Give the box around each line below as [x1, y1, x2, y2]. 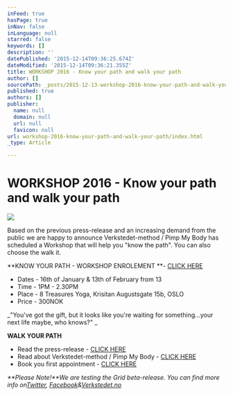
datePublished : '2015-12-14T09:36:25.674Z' [7, 56, 135, 63]
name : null [13, 107, 45, 114]
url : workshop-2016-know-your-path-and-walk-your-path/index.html [7, 133, 203, 140]
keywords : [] [7, 42, 45, 49]
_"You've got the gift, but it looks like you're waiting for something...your [7, 311, 214, 320]
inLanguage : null [7, 29, 58, 37]
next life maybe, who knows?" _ [7, 318, 98, 327]
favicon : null [13, 126, 54, 133]
